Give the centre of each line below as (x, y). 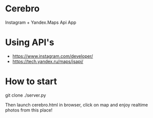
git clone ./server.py (26, 95)
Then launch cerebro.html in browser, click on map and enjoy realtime (76, 105)
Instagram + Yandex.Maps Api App (41, 22)
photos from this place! (29, 110)
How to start (31, 82)
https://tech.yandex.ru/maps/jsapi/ (48, 61)
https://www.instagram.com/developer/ (53, 56)
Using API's (30, 42)
